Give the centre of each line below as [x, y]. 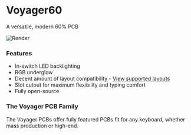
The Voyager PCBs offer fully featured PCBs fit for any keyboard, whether [96, 119]
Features [19, 53]
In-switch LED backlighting [47, 66]
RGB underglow [34, 73]
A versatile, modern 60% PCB [42, 27]
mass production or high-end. [42, 126]
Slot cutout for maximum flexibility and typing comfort [80, 85]
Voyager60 [34, 10]
